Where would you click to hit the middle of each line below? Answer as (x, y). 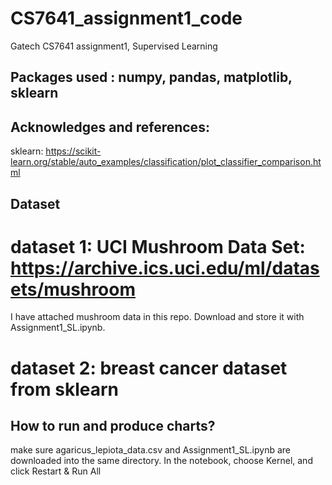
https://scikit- (73, 151)
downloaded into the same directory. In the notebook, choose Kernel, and (161, 461)
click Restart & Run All (56, 471)
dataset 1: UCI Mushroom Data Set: (158, 246)
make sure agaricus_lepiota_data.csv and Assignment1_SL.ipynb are (151, 450)
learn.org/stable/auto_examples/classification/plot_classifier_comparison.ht (166, 162)
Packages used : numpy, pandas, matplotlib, (151, 77)
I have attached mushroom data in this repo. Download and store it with (157, 317)
